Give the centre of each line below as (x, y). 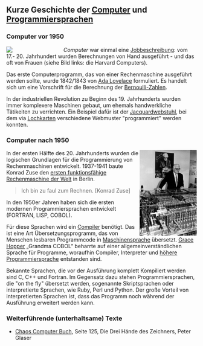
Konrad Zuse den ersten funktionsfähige (56, 172)
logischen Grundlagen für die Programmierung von (69, 159)
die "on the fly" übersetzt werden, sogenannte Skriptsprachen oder (90, 283)
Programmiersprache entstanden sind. (54, 258)
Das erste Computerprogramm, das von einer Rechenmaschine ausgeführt (99, 74)
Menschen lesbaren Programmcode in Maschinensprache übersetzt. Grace (100, 239)
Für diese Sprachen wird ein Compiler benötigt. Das (70, 226)
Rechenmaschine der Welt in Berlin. (51, 179)
